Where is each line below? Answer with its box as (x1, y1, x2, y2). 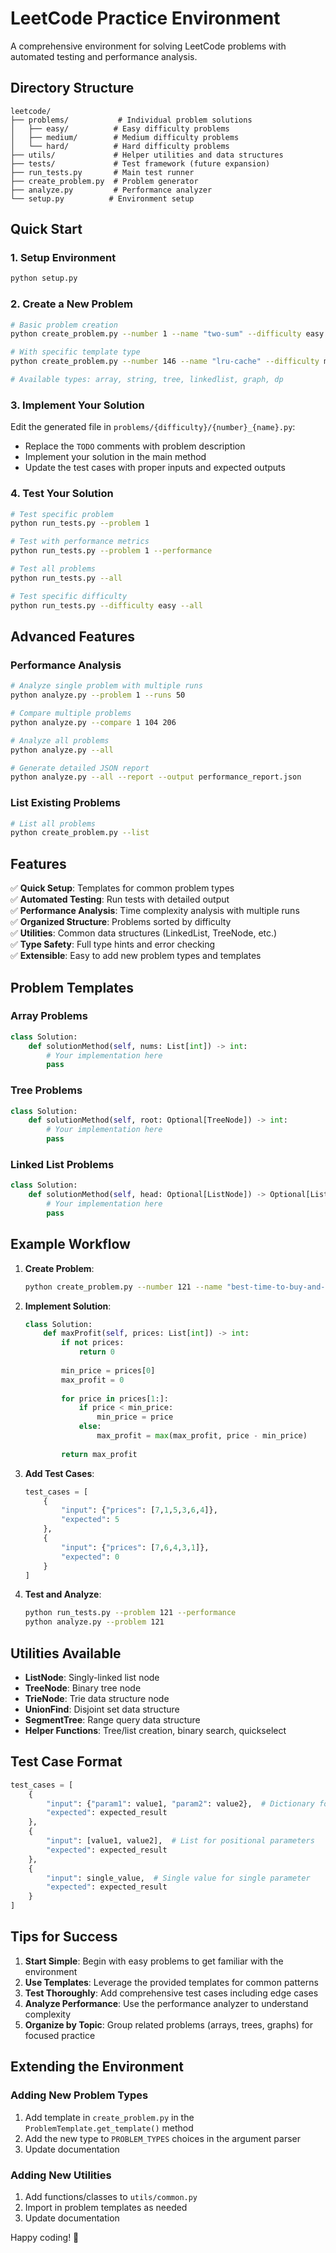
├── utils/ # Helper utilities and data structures (10, 150, 284, 160)
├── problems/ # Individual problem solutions (10, 115, 253, 125)
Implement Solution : (24, 1300, 112, 1312)
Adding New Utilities (10, 2168, 112, 2182)
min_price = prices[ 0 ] (61, 1365, 156, 1376)
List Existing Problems (10, 796, 122, 810)
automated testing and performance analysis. (10, 50, 198, 62)
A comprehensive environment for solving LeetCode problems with (10, 40, 287, 52)
